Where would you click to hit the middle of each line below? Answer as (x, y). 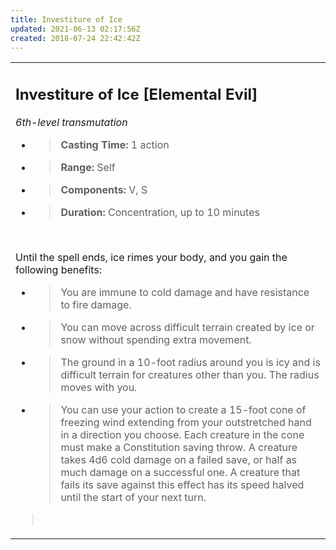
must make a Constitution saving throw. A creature (179, 447)
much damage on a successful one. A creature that (180, 472)
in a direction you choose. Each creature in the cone (182, 434)
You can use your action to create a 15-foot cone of (183, 409)
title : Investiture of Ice (66, 19)
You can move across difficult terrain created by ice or (187, 327)
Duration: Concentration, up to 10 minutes (160, 212)
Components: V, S (104, 189)
